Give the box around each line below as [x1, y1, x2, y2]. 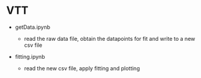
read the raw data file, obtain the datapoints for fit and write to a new [24, 35, 196, 42]
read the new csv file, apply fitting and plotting [24, 64, 140, 72]
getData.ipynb [14, 23, 51, 31]
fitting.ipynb [14, 53, 45, 60]
